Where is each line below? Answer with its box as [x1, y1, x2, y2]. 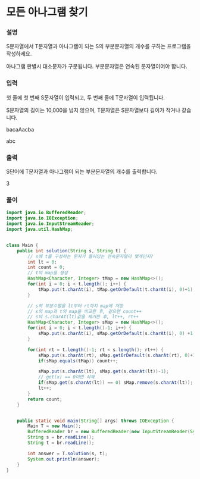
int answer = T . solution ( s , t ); [27, 450, 108, 456]
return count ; [27, 396, 62, 402]
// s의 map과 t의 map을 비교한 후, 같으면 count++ [27, 308, 142, 314]
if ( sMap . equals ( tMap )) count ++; [37, 358, 118, 364]
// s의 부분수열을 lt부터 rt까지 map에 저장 [27, 303, 124, 309]
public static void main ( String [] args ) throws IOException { [17, 418, 174, 424]
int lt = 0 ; [27, 259, 58, 265]
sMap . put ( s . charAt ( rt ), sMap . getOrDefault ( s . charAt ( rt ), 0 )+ [37, 352, 193, 358]
